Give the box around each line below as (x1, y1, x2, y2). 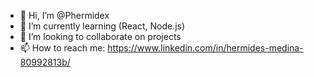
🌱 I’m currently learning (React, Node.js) (19, 20, 186, 32)
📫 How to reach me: (19, 42, 106, 54)
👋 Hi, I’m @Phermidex (19, 10, 110, 21)
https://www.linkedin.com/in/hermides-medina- (107, 42, 304, 54)
